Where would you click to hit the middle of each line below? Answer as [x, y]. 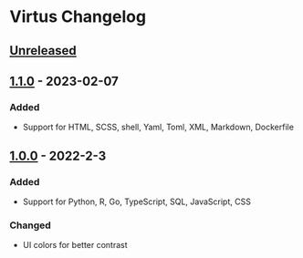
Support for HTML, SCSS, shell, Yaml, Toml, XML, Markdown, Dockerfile [158, 127]
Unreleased [43, 51]
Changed [31, 225]
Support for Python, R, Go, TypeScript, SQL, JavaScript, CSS [136, 201]
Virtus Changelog [78, 17]
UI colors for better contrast [75, 245]
